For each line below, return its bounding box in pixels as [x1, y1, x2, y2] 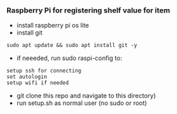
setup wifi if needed [6, 79, 69, 86]
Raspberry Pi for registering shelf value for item [6, 6, 171, 15]
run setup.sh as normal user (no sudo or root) [16, 99, 147, 107]
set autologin [6, 73, 48, 81]
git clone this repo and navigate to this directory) [16, 92, 156, 100]
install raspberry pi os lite [16, 21, 90, 30]
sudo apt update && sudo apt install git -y [6, 42, 137, 49]
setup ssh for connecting [6, 68, 81, 75]
